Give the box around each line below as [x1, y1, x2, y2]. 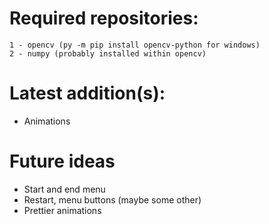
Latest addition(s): [9, 82, 166, 105]
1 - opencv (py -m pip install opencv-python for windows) [9, 40, 261, 50]
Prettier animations [23, 204, 102, 216]
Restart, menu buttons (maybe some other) [23, 193, 202, 206]
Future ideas [9, 150, 116, 173]
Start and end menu [23, 183, 106, 195]
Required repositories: [9, 7, 199, 30]
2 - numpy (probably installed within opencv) [9, 48, 207, 59]
